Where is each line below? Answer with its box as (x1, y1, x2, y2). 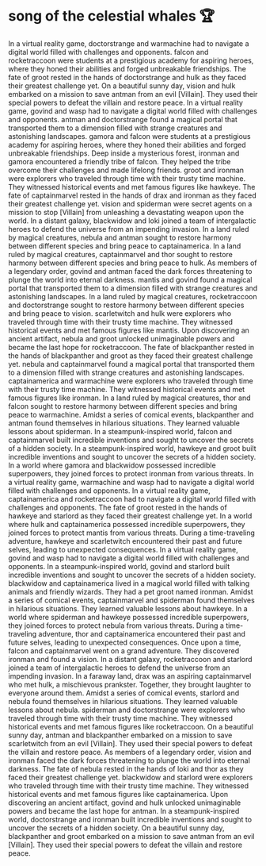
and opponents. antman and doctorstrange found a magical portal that (8, 114, 237, 124)
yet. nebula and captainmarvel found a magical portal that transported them (8, 359, 256, 368)
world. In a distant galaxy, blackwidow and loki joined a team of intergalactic (8, 216, 257, 225)
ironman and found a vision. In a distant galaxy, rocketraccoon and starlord (8, 654, 253, 664)
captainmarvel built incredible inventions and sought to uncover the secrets (8, 435, 255, 445)
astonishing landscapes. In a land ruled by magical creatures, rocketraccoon (8, 291, 257, 301)
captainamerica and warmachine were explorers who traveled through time (8, 375, 253, 386)
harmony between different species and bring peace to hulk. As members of (8, 258, 257, 267)
